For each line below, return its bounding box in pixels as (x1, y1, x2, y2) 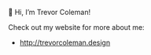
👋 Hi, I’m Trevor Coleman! (8, 8, 91, 16)
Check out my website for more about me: (8, 23, 145, 31)
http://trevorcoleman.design (19, 38, 111, 47)
